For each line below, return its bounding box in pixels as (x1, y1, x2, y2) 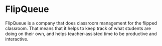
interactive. (5, 36, 29, 42)
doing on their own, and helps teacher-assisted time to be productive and (5, 30, 157, 36)
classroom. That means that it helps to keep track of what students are (5, 25, 151, 31)
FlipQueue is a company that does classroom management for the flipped (5, 20, 157, 26)
